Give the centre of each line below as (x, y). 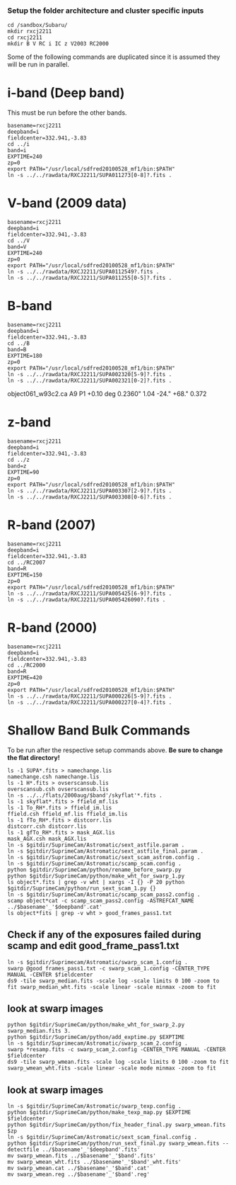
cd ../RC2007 (26, 562)
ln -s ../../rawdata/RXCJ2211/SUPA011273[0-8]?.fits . (90, 176)
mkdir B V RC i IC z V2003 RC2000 (58, 44)
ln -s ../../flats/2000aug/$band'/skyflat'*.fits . (85, 795)
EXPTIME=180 (25, 356)
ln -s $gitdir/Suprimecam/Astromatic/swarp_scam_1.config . (98, 962)
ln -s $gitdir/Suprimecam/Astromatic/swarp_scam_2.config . (98, 1043)
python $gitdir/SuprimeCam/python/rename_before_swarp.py (94, 870)
